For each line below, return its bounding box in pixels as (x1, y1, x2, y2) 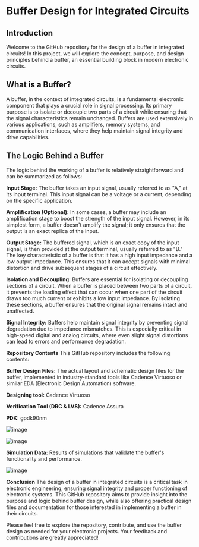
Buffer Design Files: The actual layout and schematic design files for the (6, 367, 184, 374)
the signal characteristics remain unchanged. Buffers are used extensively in (6, 114, 194, 121)
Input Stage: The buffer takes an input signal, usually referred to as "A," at (6, 184, 188, 191)
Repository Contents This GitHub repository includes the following (6, 349, 170, 356)
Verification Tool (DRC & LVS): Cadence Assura (6, 403, 124, 410)
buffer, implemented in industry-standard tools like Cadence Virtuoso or (6, 373, 182, 381)
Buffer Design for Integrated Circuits (6, 4, 189, 18)
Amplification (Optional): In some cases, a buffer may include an (6, 208, 166, 215)
